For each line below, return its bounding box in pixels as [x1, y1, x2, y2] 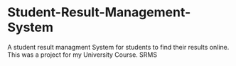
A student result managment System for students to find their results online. [7, 43, 230, 51]
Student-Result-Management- [7, 4, 191, 21]
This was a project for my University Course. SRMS [7, 50, 158, 59]
